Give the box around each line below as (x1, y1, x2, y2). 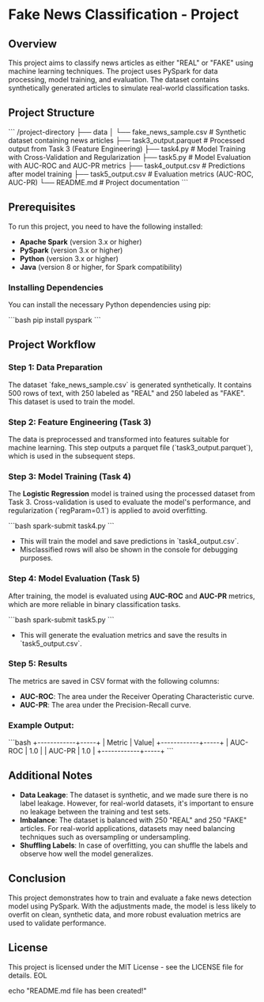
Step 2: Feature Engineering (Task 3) (8, 416, 152, 427)
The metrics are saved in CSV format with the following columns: (8, 676, 220, 685)
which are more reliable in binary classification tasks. (8, 599, 181, 609)
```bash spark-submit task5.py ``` (8, 615, 115, 624)
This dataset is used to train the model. (8, 397, 135, 406)
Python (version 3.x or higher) (19, 253, 119, 263)
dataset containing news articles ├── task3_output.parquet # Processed (8, 135, 245, 145)
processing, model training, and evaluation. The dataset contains (8, 75, 220, 84)
